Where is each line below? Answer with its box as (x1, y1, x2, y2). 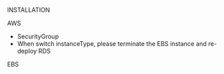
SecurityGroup (17, 32, 59, 40)
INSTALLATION (7, 6, 50, 14)
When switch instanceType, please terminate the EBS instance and (17, 40, 207, 47)
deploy (17, 47, 37, 55)
